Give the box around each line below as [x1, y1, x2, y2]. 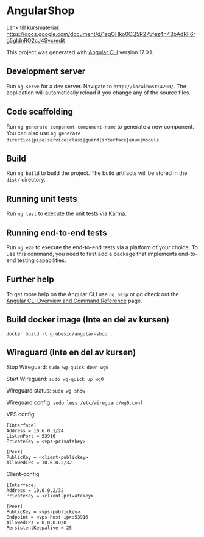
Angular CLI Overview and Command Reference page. [6, 297, 142, 304]
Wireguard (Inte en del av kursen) [6, 347, 136, 358]
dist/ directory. [6, 176, 46, 183]
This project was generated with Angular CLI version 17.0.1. [6, 48, 153, 55]
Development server [6, 66, 86, 77]
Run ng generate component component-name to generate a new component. [6, 123, 195, 130]
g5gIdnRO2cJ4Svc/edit [6, 37, 65, 44]
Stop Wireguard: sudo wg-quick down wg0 [6, 363, 109, 371]
